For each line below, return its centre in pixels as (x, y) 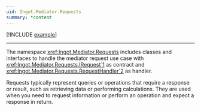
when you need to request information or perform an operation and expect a (100, 95)
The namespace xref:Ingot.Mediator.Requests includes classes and (89, 52)
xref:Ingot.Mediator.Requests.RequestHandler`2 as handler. (79, 71)
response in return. (30, 101)
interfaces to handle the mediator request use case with (75, 58)
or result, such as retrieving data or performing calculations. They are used (99, 89)
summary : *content (29, 17)
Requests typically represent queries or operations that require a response (98, 82)
